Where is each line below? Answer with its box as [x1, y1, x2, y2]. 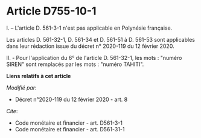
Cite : [6, 107, 18, 114]
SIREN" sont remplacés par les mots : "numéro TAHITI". [6, 61, 144, 68]
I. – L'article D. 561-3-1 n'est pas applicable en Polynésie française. [6, 24, 173, 31]
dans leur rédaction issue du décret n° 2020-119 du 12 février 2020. [6, 42, 174, 50]
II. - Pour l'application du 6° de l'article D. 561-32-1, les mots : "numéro [6, 54, 182, 61]
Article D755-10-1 [6, 4, 97, 18]
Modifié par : [6, 84, 37, 91]
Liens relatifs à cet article [6, 72, 71, 79]
